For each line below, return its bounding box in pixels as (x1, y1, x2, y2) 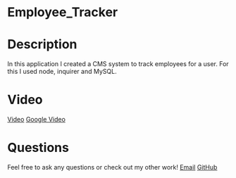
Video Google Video (7, 115, 66, 124)
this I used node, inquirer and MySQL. (7, 68, 118, 76)
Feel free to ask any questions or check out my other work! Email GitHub (7, 163, 218, 171)
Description (7, 37, 77, 53)
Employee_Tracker (7, 4, 118, 20)
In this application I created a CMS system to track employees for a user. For (7, 60, 229, 68)
